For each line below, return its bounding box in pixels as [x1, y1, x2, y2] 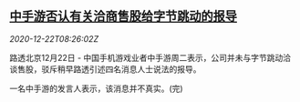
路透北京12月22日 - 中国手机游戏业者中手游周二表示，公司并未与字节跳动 [9, 52, 284, 63]
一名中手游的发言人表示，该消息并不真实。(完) [9, 83, 184, 94]
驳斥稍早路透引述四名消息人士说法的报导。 [40, 63, 202, 75]
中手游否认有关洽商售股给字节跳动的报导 [9, 8, 237, 25]
